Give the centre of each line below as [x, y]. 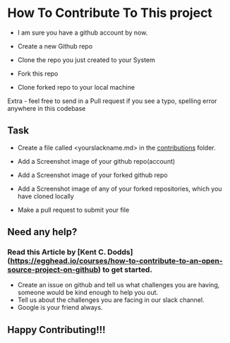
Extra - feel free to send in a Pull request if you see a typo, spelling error [112, 101]
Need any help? [42, 232]
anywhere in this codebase [47, 108]
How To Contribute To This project [110, 13]
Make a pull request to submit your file [73, 210]
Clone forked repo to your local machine [76, 87]
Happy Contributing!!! [56, 330]
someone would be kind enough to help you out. [88, 293]
